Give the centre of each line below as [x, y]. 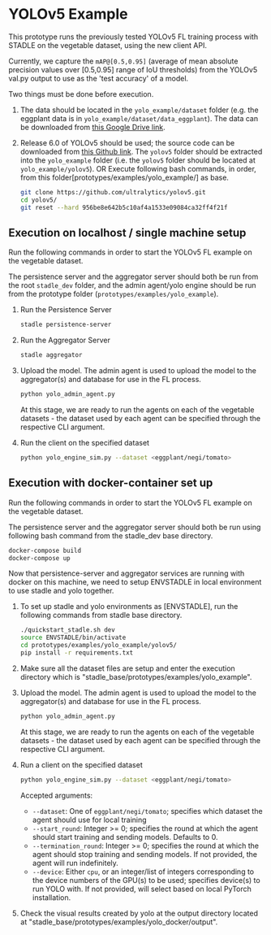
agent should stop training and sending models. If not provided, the [145, 854]
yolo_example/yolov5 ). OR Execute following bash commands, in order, [138, 168]
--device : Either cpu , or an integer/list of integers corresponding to [143, 872]
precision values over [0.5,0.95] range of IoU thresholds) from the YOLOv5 [133, 69]
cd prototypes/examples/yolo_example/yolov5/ [98, 646]
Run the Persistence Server [66, 310]
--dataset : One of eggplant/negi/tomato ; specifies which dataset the [147, 811]
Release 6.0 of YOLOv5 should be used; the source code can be [127, 142]
